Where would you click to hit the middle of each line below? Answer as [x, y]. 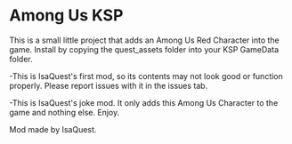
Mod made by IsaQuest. [53, 129]
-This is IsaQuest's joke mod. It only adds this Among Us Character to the [144, 102]
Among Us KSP [66, 16]
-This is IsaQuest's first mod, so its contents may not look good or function [146, 76]
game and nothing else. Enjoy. [65, 112]
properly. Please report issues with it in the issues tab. [109, 85]
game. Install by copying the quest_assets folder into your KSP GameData [144, 49]
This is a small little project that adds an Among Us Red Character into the [145, 40]
